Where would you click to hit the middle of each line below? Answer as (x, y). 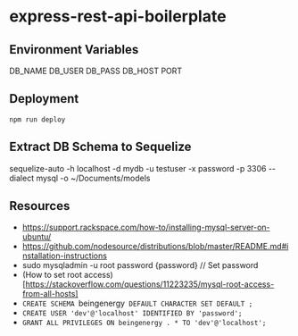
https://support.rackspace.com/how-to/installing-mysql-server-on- (146, 227)
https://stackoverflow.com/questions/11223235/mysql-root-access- (150, 284)
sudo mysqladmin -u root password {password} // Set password (140, 265)
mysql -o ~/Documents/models (93, 178)
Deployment (44, 99)
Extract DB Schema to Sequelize (100, 147)
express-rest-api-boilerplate (118, 17)
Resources (40, 206)
